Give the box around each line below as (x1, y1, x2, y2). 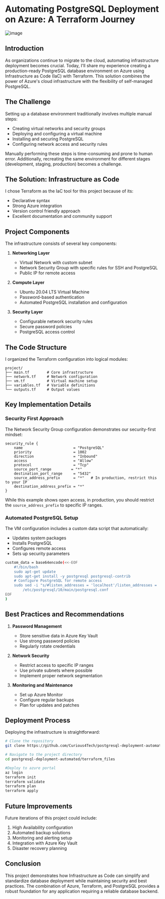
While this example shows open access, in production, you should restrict (5, 497, 154, 502)
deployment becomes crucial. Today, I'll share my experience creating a (5, 62, 151, 68)
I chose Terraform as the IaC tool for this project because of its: (5, 188, 134, 194)
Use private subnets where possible (19, 667, 92, 673)
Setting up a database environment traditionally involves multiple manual (5, 110, 152, 116)
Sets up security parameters (12, 551, 70, 556)
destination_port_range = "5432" (14, 471, 91, 476)
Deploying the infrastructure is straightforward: (5, 729, 100, 735)
